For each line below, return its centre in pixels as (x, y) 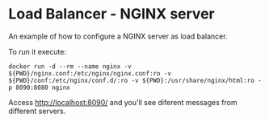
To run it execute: (38, 51)
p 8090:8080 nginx (39, 87)
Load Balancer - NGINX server (112, 14)
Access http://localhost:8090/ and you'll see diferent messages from (123, 102)
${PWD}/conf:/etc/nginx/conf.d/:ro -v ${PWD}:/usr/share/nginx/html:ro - (135, 80)
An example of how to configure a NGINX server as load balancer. (118, 36)
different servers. (37, 111)
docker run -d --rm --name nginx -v (70, 66)
